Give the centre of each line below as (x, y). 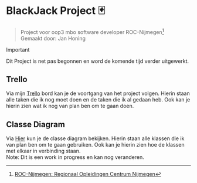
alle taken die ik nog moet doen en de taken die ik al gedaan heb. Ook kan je (98, 100)
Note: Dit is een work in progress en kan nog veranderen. (75, 157)
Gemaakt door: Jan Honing (53, 38)
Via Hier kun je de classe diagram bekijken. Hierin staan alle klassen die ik (95, 138)
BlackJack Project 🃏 (56, 11)
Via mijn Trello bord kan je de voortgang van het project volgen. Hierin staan (98, 93)
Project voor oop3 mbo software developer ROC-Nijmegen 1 (92, 31)
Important (18, 49)
